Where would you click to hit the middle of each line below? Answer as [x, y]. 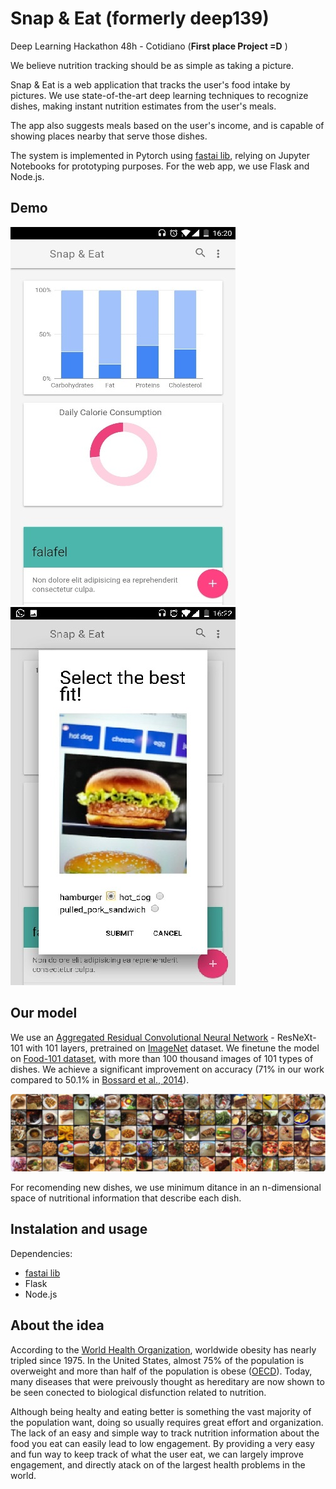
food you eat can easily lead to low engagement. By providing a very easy [162, 1443]
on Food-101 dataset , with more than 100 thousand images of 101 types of [162, 1058]
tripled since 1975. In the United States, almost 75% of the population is [157, 1360]
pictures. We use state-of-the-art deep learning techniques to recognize [159, 95]
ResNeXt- [296, 1037]
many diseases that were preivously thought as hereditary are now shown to [167, 1381]
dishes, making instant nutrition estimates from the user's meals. [143, 106]
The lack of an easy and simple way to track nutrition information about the [165, 1433]
